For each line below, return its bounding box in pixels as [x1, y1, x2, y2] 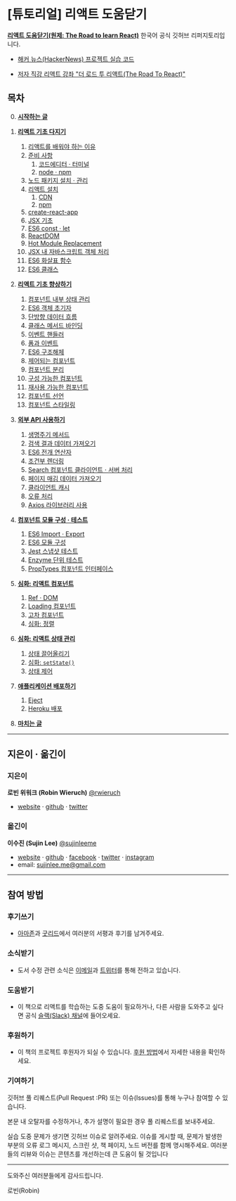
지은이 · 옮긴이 [7, 749, 66, 761]
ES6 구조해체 [27, 348, 65, 356]
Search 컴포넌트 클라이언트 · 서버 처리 [27, 465, 133, 474]
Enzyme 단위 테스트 [27, 555, 84, 564]
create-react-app [27, 208, 79, 216]
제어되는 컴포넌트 [27, 356, 76, 364]
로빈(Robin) [7, 1186, 40, 1195]
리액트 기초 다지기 [17, 127, 67, 136]
